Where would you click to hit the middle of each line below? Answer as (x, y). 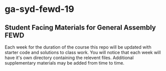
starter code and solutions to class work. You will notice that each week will (83, 52)
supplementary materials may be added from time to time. (65, 63)
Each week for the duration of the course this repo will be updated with (78, 47)
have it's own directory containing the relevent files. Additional (69, 58)
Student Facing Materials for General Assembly (80, 28)
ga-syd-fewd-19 (40, 9)
